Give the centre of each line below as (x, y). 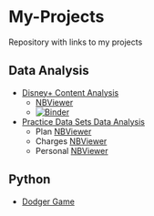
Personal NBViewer (72, 150)
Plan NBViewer (63, 131)
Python (30, 180)
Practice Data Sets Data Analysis (83, 121)
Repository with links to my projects (76, 42)
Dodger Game (48, 201)
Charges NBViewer (71, 141)
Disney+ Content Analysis (70, 92)
